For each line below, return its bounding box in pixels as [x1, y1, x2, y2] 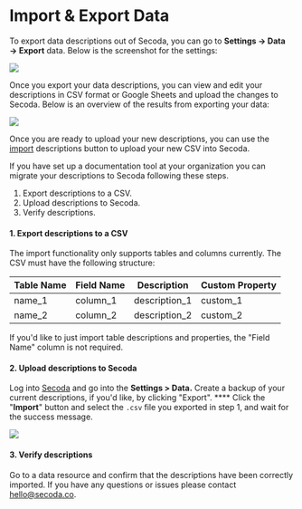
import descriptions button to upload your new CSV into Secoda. [9, 142, 250, 154]
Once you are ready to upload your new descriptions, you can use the [9, 133, 269, 144]
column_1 [75, 294, 118, 307]
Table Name [14, 279, 67, 292]
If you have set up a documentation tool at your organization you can [9, 160, 266, 171]
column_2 [75, 309, 118, 322]
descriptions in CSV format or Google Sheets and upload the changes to [9, 89, 278, 100]
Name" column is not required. [9, 341, 124, 353]
